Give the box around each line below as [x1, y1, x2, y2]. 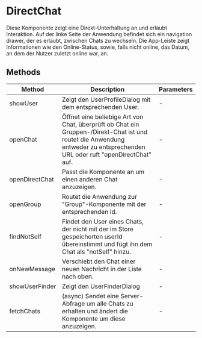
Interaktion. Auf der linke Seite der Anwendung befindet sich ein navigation [6, 30, 192, 37]
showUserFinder [9, 282, 57, 290]
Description [90, 85, 125, 93]
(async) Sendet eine [62, 292, 119, 300]
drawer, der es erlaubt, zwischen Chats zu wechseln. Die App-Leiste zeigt [6, 37, 190, 44]
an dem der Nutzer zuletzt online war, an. [6, 49, 109, 57]
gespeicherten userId [62, 232, 123, 240]
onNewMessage [9, 264, 56, 273]
